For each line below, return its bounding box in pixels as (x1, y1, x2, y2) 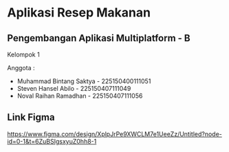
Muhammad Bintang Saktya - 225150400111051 (17, 77, 151, 85)
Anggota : (7, 64, 35, 72)
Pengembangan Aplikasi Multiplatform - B (7, 32, 190, 44)
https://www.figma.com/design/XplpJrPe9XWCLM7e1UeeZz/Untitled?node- (7, 129, 222, 138)
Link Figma (7, 111, 55, 123)
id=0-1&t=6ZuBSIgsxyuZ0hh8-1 (7, 137, 97, 145)
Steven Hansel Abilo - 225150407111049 (17, 85, 131, 92)
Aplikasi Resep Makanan (7, 5, 151, 21)
